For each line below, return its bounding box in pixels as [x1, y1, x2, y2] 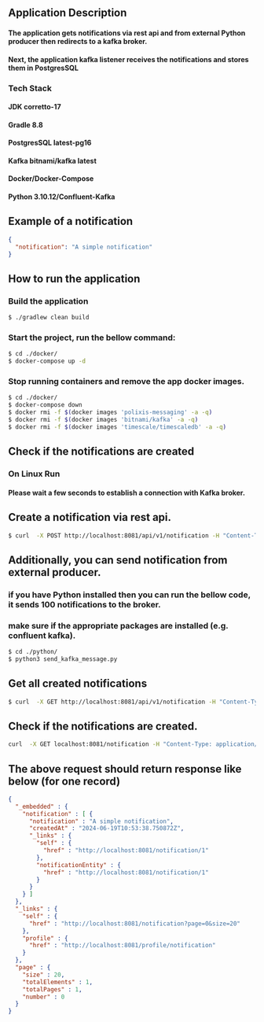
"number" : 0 [22, 993, 65, 1001]
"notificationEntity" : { [36, 861, 122, 869]
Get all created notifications [8, 677, 148, 691]
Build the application [8, 295, 89, 306]
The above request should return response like [8, 762, 242, 776]
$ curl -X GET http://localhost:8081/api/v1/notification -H [8, 698, 216, 706]
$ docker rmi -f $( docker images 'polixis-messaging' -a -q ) [8, 408, 213, 416]
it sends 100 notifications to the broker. [8, 599, 161, 610]
